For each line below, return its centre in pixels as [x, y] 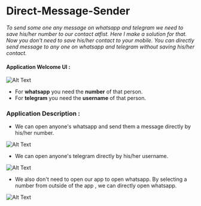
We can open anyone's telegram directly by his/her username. [92, 156]
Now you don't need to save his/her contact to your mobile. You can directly [100, 40]
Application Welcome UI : [38, 66]
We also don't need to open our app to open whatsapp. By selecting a [101, 179]
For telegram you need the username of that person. [80, 98]
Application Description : [43, 114]
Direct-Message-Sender [68, 11]
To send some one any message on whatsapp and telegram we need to [95, 28]
